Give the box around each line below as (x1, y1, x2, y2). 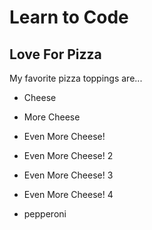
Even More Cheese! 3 (23, 169, 114, 181)
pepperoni (23, 208, 67, 220)
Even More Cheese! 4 (23, 189, 114, 200)
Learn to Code (9, 6, 129, 29)
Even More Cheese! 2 (23, 150, 114, 161)
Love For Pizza (9, 46, 102, 63)
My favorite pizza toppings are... (9, 72, 143, 84)
